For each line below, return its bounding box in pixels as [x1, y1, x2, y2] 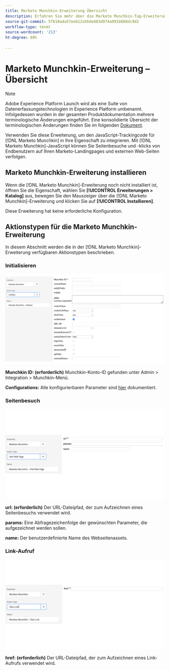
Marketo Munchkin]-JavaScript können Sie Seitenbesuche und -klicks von [5, 142, 160, 149]
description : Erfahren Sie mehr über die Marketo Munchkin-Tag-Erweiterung [5, 13, 168, 19]
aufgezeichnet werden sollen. [5, 525, 67, 531]
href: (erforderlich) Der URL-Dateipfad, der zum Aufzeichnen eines [5, 654, 146, 661]
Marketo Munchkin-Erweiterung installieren [5, 168, 147, 177]
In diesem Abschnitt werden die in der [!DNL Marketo [5, 244, 116, 250]
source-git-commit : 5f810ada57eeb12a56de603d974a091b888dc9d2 [5, 19, 139, 24]
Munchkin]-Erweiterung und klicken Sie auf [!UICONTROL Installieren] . [5, 198, 154, 204]
